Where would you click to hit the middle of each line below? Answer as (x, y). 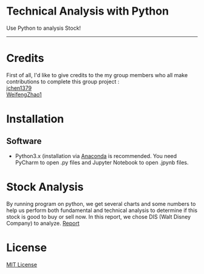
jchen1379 (19, 88)
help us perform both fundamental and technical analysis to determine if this (102, 210)
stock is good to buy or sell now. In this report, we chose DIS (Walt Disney (99, 216)
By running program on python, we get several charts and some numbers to (101, 204)
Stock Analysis (45, 187)
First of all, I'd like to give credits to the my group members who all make (97, 75)
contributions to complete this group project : (63, 81)
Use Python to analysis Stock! (44, 28)
